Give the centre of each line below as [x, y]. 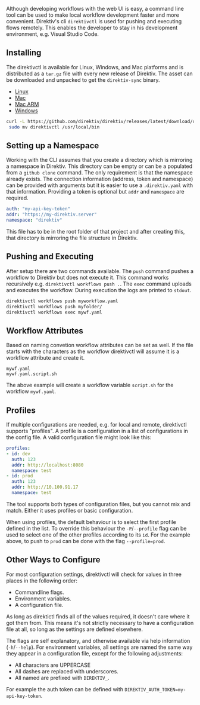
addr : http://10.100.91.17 [45, 487]
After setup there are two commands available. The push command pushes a [100, 271]
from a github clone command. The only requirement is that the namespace [99, 173]
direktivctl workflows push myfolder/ [54, 306]
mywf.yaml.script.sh [32, 374]
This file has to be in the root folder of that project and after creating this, [96, 232]
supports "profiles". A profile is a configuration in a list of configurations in [97, 431]
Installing [24, 53]
